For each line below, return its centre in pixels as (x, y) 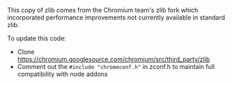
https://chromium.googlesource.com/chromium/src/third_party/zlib (114, 59)
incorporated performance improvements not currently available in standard (116, 17)
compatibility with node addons (62, 74)
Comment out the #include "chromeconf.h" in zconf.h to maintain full (116, 67)
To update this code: (37, 38)
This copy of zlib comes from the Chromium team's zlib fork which (103, 10)
